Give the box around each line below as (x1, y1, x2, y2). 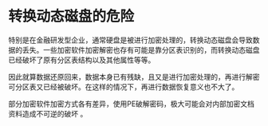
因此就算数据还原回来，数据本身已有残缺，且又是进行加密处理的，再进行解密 (8, 72, 260, 81)
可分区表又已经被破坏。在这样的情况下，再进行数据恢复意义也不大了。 (8, 81, 239, 92)
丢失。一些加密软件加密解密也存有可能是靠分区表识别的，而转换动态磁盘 (22, 45, 260, 54)
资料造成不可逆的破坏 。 (8, 108, 88, 118)
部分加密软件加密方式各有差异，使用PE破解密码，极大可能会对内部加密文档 (8, 99, 255, 108)
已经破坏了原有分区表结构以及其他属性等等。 (8, 55, 156, 65)
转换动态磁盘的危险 (8, 7, 135, 26)
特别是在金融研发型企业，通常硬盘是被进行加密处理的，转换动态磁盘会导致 (8, 35, 253, 45)
